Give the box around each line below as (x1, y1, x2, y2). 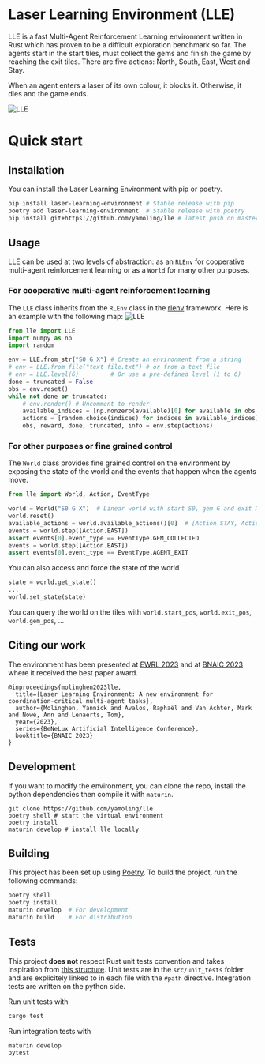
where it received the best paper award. (8, 667, 138, 677)
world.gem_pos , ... (8, 615, 65, 625)
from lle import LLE (8, 326, 77, 335)
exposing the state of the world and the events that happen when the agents (8, 467, 256, 476)
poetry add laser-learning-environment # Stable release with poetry (8, 207, 245, 215)
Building (8, 847, 50, 860)
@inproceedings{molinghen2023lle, (8, 683, 122, 691)
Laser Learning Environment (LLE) (8, 6, 235, 24)
